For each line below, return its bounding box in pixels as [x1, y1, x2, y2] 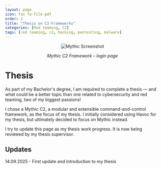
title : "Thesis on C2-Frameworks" [5, 21, 76, 26]
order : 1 [5, 16, 23, 21]
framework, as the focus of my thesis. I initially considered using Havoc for [5, 111, 157, 117]
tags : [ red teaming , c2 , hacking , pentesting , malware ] [5, 30, 122, 35]
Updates [5, 145, 32, 154]
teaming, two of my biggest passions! [5, 97, 81, 102]
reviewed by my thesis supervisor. [5, 131, 75, 137]
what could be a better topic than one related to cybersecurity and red [5, 91, 147, 97]
